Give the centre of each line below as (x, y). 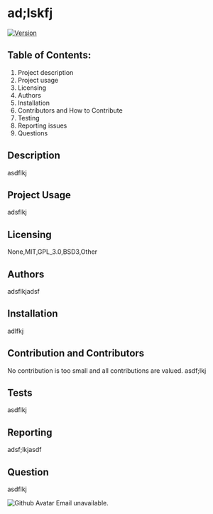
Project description (45, 72)
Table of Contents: (49, 55)
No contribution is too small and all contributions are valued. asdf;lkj (107, 370)
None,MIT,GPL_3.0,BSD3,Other (53, 252)
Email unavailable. (82, 503)
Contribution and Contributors (76, 353)
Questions (33, 133)
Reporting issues (42, 125)
